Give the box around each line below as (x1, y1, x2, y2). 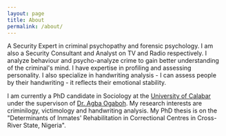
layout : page (7, 10, 45, 17)
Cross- (197, 114, 217, 122)
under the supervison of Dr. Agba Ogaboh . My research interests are (7, 99, 202, 108)
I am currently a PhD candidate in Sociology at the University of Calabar (7, 92, 212, 100)
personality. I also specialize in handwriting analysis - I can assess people (7, 71, 217, 79)
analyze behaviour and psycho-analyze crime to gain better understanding (7, 57, 219, 65)
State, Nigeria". (23, 122, 67, 130)
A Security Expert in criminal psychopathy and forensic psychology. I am (7, 42, 214, 50)
